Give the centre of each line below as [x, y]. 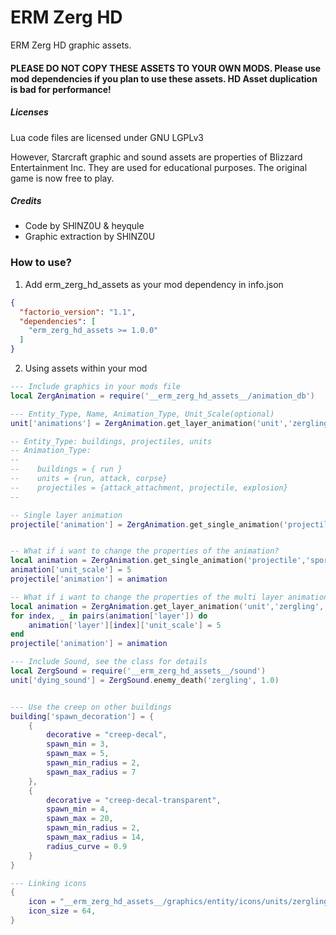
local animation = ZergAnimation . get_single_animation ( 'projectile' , [158, 561]
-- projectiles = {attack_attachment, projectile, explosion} [149, 487]
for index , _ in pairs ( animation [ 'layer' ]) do [109, 616]
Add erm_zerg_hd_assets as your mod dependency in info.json [154, 284]
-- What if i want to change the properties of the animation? [145, 551]
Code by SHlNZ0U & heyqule [84, 226]
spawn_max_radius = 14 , [95, 837]
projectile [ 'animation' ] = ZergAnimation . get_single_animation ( [147, 524]
